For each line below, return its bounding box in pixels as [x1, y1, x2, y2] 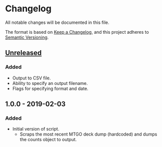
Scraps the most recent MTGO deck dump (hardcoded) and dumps [19, 131, 158, 137]
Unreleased [5, 49, 42, 57]
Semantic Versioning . [5, 34, 49, 40]
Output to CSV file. [12, 75, 51, 81]
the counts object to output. [19, 137, 77, 143]
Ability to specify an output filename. [12, 80, 88, 86]
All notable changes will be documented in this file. [5, 19, 109, 25]
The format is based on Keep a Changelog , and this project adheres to [5, 29, 149, 35]
